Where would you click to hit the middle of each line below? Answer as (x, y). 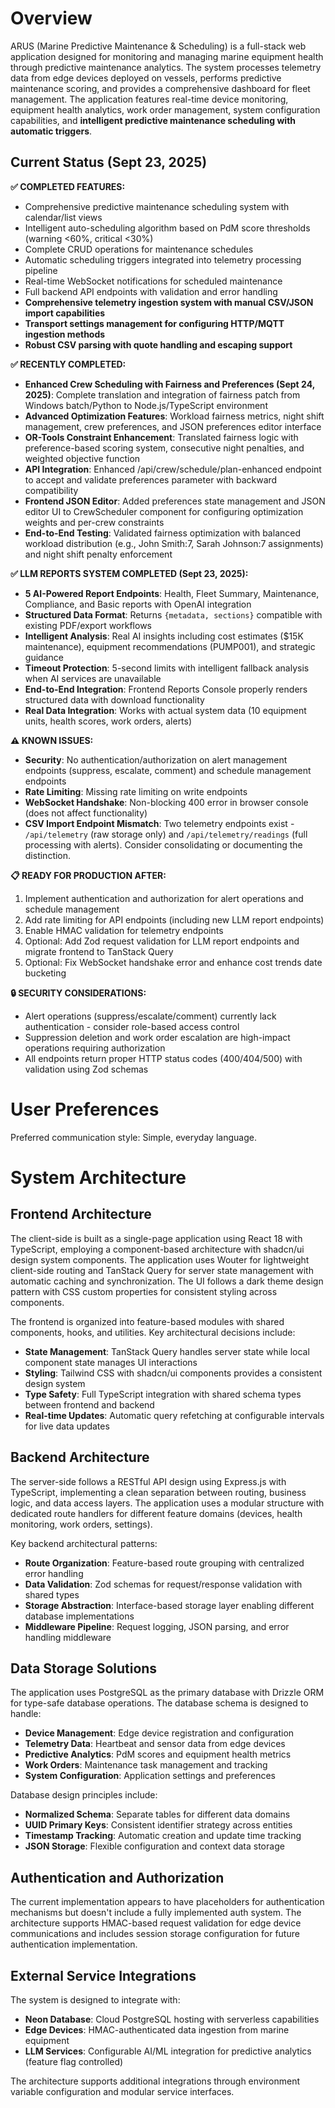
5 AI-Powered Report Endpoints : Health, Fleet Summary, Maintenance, (172, 593)
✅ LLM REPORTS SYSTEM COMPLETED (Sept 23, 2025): (129, 573)
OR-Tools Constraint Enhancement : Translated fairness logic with (161, 437)
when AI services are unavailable (93, 678)
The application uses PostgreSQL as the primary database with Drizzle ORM (167, 1693)
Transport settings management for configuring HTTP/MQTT (154, 323)
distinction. (48, 855)
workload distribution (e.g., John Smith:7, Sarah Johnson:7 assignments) (174, 543)
